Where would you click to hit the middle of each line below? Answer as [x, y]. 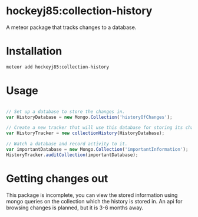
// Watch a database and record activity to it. [67, 144]
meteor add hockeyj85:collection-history [58, 67]
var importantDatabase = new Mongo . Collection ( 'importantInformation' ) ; [97, 150]
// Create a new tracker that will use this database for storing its [95, 128]
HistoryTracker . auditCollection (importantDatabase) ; [72, 155]
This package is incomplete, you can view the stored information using [92, 195]
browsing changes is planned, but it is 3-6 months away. [75, 208]
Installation [34, 51]
